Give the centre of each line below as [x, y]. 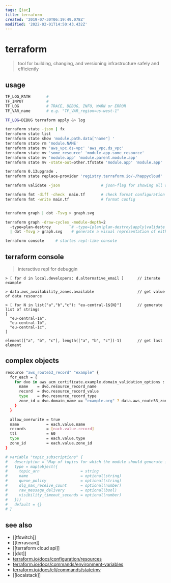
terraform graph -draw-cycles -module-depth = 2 [55, 222]
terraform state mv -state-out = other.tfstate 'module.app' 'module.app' [84, 162]
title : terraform [24, 15]
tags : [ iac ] [18, 10]
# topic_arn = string [52, 471]
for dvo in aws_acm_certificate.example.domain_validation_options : [90, 382]
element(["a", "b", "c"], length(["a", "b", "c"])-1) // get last [84, 341]
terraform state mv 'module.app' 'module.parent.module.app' [72, 158]
